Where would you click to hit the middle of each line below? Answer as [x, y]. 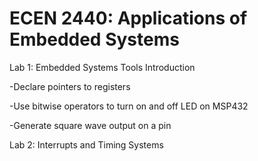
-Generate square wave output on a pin [90, 125]
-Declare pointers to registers [70, 86]
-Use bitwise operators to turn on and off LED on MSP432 [129, 106]
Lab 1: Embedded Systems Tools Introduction [102, 67]
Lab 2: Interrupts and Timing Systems [86, 144]
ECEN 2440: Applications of [128, 18]
